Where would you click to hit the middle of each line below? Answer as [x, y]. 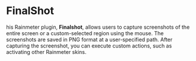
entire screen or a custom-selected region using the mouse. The [85, 33]
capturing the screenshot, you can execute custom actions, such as [89, 46]
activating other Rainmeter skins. [46, 52]
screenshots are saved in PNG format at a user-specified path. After [89, 39]
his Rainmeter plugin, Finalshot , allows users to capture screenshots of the [98, 27]
